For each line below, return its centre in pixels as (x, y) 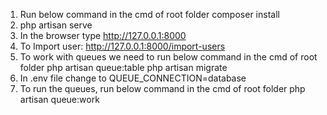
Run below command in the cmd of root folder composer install (149, 14)
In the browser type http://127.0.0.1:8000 (103, 35)
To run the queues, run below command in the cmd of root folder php (162, 88)
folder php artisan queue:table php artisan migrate (123, 67)
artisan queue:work (59, 99)
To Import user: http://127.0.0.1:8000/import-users (122, 46)
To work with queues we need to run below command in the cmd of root (168, 57)
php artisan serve (56, 25)
